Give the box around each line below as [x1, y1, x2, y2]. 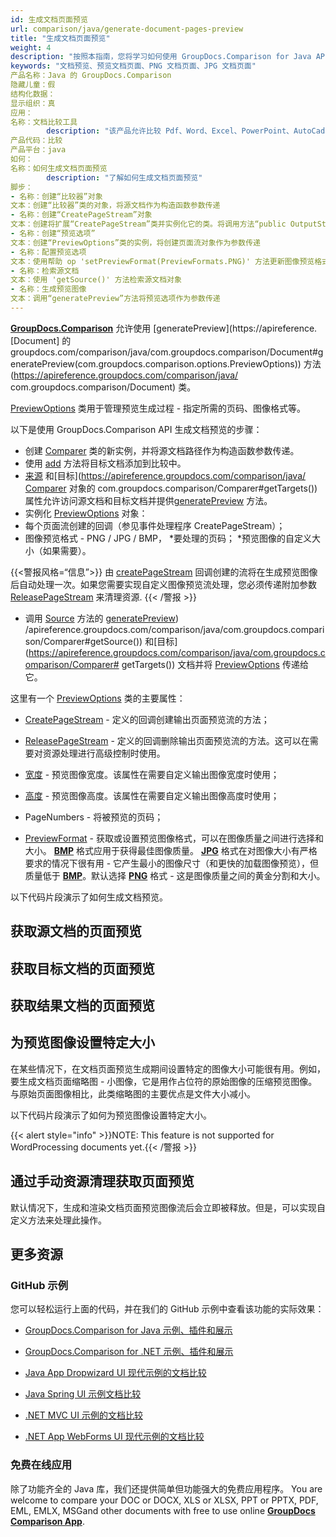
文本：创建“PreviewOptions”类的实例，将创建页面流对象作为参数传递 [10, 237, 261, 248]
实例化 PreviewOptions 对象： [24, 507, 148, 519]
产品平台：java [10, 145, 67, 155]
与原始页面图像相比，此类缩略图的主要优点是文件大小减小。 [10, 1087, 256, 1100]
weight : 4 [10, 42, 52, 53]
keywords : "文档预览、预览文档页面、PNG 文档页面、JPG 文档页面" [10, 61, 257, 71]
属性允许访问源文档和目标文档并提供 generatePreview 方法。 [24, 494, 273, 506]
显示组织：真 [10, 98, 56, 108]
